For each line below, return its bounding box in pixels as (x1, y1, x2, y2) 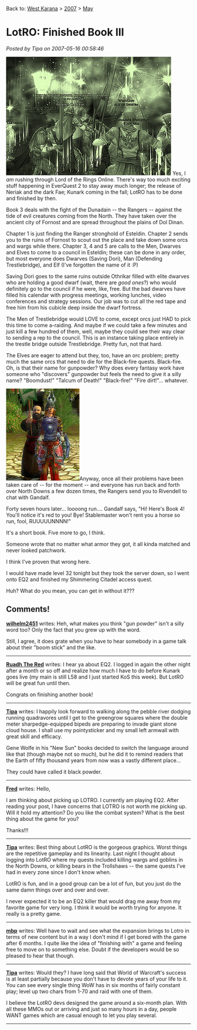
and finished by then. (6, 194, 57, 202)
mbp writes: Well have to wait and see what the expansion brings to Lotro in (6, 927, 189, 934)
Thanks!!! (6, 826, 29, 833)
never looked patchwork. (6, 547, 66, 554)
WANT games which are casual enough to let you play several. (6, 1012, 157, 1019)
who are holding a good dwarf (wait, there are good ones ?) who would (6, 279, 176, 286)
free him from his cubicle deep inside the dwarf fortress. (6, 304, 142, 311)
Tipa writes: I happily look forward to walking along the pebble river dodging (6, 707, 191, 715)
